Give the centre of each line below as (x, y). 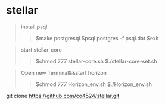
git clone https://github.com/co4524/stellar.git (63, 96)
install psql (34, 27)
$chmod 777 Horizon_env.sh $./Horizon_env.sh (94, 84)
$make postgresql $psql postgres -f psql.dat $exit (97, 38)
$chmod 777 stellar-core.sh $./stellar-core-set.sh (96, 61)
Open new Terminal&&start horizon (64, 72)
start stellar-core (41, 50)
